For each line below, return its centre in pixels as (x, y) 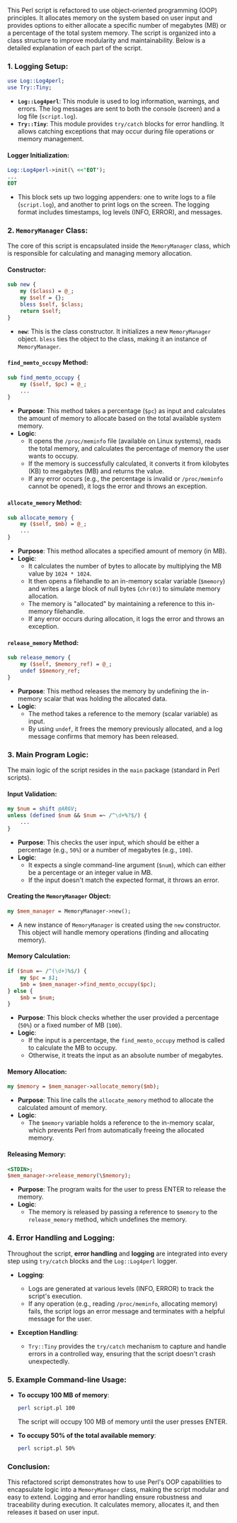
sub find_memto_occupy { (44, 378)
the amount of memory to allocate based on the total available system (119, 419)
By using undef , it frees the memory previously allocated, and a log (125, 728)
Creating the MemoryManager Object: (59, 896)
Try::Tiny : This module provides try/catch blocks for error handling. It (121, 124)
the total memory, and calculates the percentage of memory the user (128, 449)
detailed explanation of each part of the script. (75, 48)
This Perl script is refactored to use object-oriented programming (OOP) (112, 10)
